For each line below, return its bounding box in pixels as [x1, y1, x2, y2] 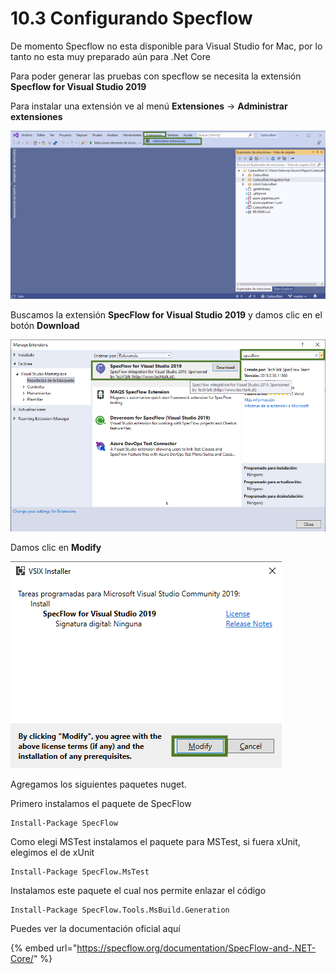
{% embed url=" [10, 942, 78, 954]
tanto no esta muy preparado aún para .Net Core [10, 50, 211, 62]
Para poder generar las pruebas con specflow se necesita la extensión [10, 70, 302, 82]
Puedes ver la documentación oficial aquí [10, 922, 181, 934]
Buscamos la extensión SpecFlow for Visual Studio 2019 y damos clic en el [10, 309, 323, 321]
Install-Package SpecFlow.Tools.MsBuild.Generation [10, 905, 230, 915]
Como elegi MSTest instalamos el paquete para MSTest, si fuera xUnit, [10, 835, 301, 847]
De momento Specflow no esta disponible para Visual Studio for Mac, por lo [10, 40, 323, 52]
